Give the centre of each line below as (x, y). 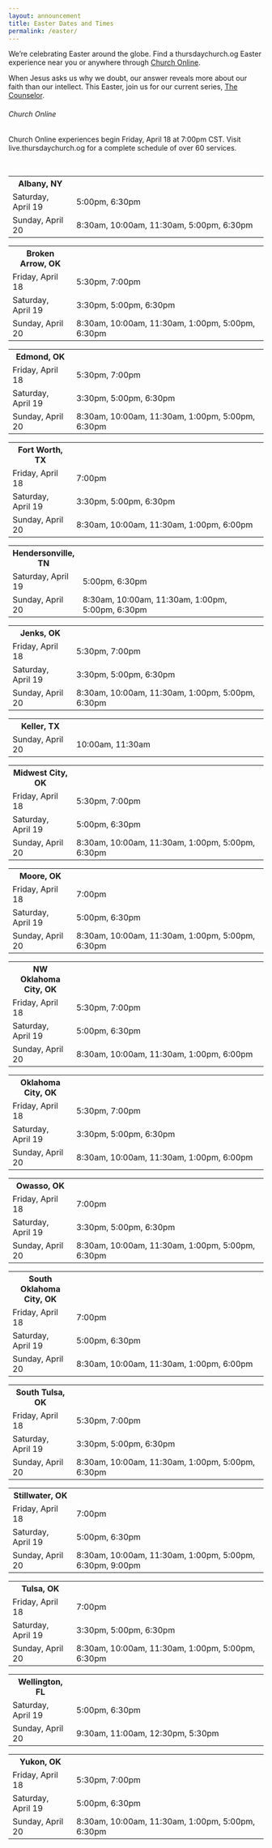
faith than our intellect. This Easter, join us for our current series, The (123, 87)
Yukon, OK (40, 1761)
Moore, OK (40, 875)
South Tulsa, (40, 1392)
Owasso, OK (40, 1186)
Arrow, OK (40, 263)
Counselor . (26, 96)
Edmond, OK (40, 356)
